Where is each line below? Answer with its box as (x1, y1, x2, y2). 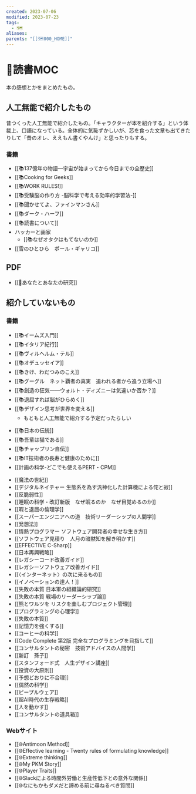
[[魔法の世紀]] (14, 476, 49, 483)
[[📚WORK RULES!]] (14, 183, 63, 190)
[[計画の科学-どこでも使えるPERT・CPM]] (14, 464, 116, 471)
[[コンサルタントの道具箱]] (14, 710, 79, 717)
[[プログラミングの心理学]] (14, 607, 79, 614)
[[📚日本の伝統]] (14, 426, 54, 434)
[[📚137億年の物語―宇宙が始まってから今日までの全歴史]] (14, 165, 154, 172)
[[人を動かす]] (14, 703, 49, 710)
